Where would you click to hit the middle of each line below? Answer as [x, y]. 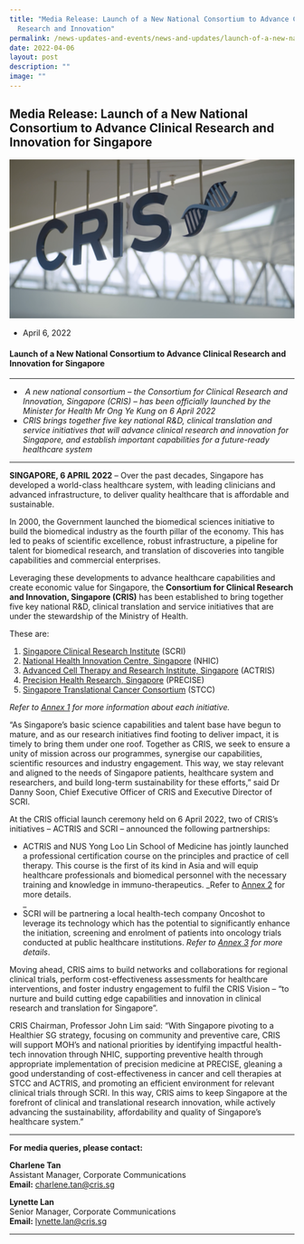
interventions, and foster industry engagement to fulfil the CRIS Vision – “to [149, 989]
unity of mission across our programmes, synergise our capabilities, [136, 754]
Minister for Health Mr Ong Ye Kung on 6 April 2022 [119, 411]
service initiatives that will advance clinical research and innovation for [156, 431]
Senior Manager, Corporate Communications [93, 1211]
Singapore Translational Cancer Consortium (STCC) [119, 690]
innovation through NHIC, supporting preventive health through [146, 1055]
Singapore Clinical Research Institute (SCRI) [104, 651]
